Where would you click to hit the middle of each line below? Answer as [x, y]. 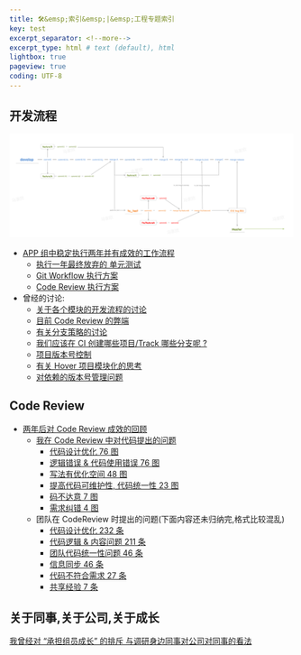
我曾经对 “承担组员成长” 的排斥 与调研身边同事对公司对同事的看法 [131, 641]
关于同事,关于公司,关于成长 [85, 618]
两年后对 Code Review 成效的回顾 [85, 429]
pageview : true [38, 67]
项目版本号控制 [64, 354]
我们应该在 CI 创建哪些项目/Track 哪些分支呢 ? [121, 343]
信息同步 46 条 [76, 564]
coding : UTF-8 [36, 77]
